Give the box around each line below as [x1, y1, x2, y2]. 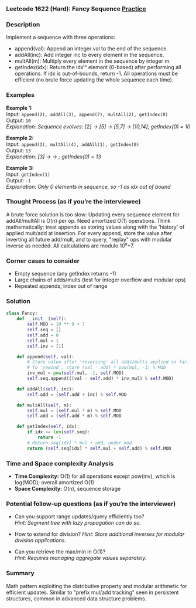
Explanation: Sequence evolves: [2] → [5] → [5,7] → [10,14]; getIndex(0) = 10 [6, 123, 191, 130]
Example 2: [6, 134, 34, 141]
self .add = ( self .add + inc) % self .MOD [27, 392, 127, 398]
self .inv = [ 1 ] [27, 343, 64, 349]
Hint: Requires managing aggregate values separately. [14, 555, 147, 562]
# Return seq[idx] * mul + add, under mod [27, 440, 132, 446]
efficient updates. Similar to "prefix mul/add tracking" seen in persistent [6, 589, 179, 596]
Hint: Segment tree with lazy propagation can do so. [14, 519, 142, 527]
